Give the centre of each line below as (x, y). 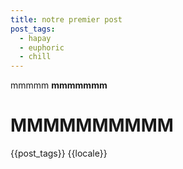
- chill (35, 57)
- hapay (35, 38)
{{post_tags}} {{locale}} (59, 153)
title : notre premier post (66, 19)
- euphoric (42, 47)
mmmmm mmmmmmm (59, 85)
